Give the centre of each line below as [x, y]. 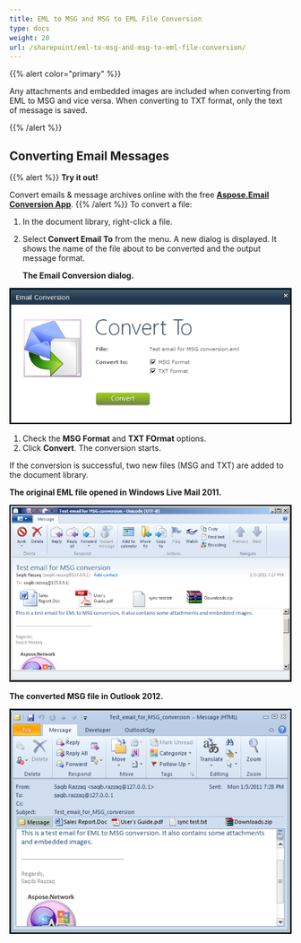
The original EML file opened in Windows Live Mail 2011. [116, 492]
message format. [53, 258]
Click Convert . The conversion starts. [91, 447]
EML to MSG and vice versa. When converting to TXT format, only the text [146, 101]
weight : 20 [30, 38]
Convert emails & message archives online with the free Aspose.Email [139, 195]
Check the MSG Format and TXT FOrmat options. [114, 438]
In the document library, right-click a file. [97, 222]
